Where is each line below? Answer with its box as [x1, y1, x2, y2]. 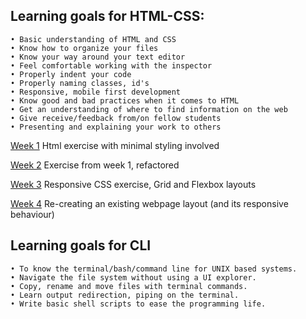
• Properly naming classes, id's [10, 78, 150, 88]
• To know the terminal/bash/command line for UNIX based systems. [10, 264, 298, 274]
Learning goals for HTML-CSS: [10, 8, 205, 25]
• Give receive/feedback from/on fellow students [10, 113, 222, 123]
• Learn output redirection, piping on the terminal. [10, 290, 240, 300]
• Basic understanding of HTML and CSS [10, 34, 177, 44]
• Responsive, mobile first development [10, 87, 182, 97]
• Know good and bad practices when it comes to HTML [10, 95, 240, 106]
